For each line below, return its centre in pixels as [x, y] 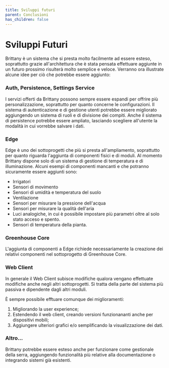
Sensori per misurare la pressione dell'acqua [59, 203]
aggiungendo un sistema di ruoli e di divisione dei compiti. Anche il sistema [83, 115]
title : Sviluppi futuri [30, 10]
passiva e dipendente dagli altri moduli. [46, 289]
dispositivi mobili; [31, 320]
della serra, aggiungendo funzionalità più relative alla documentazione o [80, 355]
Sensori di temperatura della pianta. [50, 224]
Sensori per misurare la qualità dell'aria [53, 208]
